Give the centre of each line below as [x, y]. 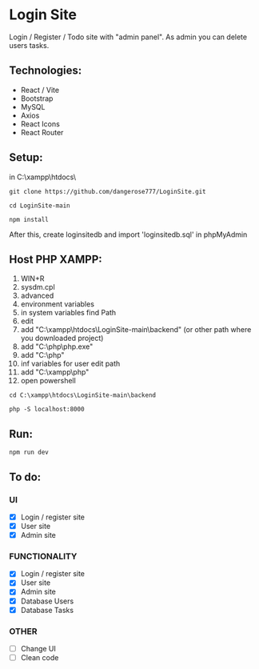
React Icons [40, 124]
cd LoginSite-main [40, 206]
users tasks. [29, 45]
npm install [29, 219]
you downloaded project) [62, 339]
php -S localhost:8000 [47, 410]
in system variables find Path [68, 313]
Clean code [40, 658]
